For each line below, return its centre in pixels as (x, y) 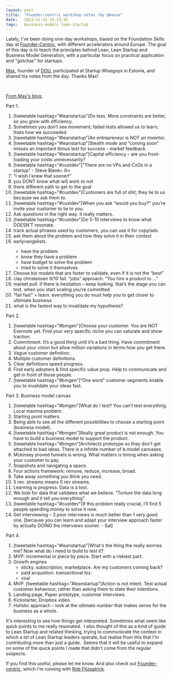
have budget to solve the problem (56, 262)
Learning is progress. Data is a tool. (51, 488)
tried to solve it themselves (49, 268)
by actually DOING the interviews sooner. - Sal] (63, 526)
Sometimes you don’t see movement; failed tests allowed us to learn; (86, 127)
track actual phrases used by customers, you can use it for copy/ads (85, 230)
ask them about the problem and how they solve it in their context (82, 236)
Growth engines (30, 562)
